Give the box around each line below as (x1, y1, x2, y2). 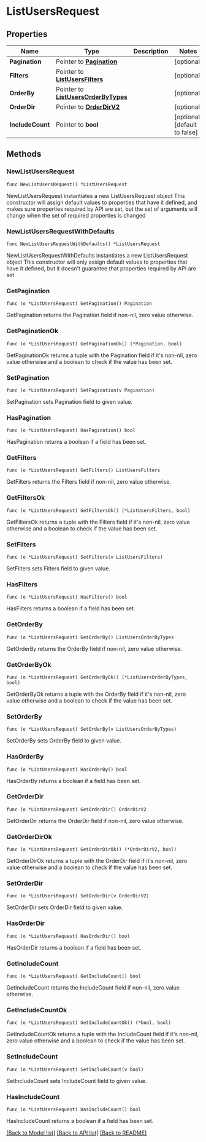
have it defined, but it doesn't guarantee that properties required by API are (6, 264, 196, 272)
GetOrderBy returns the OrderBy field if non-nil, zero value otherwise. (6, 645, 183, 652)
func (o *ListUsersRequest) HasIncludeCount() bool (6, 1106, 141, 1112)
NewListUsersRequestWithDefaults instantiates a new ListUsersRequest (6, 251, 188, 259)
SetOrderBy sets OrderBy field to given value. (6, 737, 121, 744)
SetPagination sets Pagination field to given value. (6, 398, 133, 405)
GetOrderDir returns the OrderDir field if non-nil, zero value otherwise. (6, 817, 184, 824)
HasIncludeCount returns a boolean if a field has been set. (6, 1117, 154, 1124)
